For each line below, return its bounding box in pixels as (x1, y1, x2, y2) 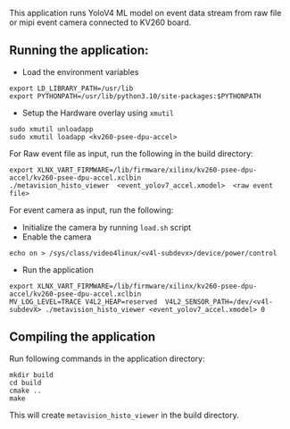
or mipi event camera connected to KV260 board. (9, 17, 192, 28)
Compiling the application (9, 330, 156, 345)
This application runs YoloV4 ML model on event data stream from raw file (9, 8, 282, 18)
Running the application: (9, 43, 149, 58)
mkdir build (9, 370, 54, 379)
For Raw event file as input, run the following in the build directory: (9, 147, 253, 159)
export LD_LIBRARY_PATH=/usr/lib (9, 84, 134, 93)
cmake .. (9, 386, 42, 395)
